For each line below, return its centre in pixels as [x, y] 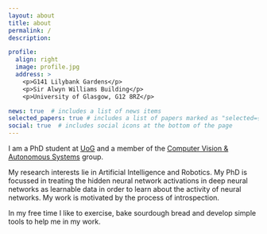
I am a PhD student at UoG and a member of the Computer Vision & [118, 148]
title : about [30, 23]
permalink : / [30, 30]
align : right [37, 60]
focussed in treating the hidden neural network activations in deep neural [128, 181]
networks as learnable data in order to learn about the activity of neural [125, 189]
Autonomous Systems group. [56, 157]
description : [30, 38]
